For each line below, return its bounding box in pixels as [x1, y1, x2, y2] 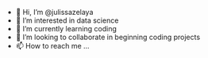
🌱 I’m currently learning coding [15, 24, 117, 33]
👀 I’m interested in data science [15, 16, 119, 25]
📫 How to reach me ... [15, 42, 90, 50]
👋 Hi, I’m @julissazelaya [15, 8, 94, 16]
